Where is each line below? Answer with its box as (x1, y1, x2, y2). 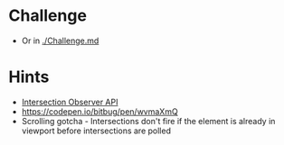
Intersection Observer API (21, 96, 118, 107)
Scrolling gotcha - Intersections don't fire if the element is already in (21, 115, 276, 126)
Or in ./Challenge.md (21, 35, 99, 46)
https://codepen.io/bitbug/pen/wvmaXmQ (21, 105, 178, 117)
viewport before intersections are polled (21, 125, 171, 136)
